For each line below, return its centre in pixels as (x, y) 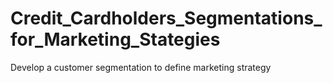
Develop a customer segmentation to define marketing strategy (141, 67)
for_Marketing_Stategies (115, 39)
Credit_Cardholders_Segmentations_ (166, 18)
